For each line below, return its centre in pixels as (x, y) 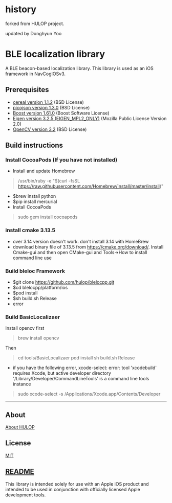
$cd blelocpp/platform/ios (40, 287)
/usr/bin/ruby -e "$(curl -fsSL (49, 181)
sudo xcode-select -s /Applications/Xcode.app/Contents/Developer (89, 394)
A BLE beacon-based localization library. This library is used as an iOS (79, 68)
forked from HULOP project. (35, 24)
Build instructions (34, 145)
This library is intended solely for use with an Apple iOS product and (77, 484)
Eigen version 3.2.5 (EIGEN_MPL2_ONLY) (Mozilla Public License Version (90, 118)
